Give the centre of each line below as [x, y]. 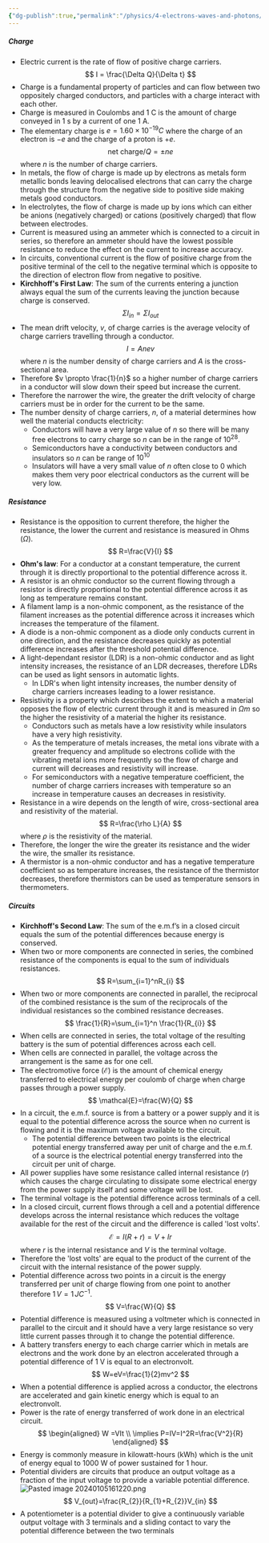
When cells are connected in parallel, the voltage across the [119, 1053]
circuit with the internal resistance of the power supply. [110, 1267]
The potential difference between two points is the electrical [131, 1139]
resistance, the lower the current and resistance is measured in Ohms [134, 530]
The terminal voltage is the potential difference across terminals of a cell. [140, 1198]
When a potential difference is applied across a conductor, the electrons [139, 1387]
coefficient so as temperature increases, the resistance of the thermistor [139, 871]
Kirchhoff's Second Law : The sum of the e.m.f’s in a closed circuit [130, 926]
